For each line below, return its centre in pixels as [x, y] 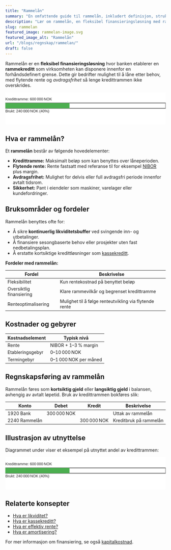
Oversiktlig [19, 289]
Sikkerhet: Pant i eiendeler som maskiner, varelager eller [72, 188]
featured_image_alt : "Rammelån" [39, 38]
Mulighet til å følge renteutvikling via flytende [107, 301]
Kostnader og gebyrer [41, 324]
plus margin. [26, 171]
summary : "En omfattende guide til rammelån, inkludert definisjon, [79, 16]
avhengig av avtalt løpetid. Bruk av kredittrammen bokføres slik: [72, 395]
